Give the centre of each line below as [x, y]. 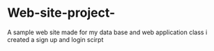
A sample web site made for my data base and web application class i [107, 32]
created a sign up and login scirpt [55, 39]
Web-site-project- [61, 13]
